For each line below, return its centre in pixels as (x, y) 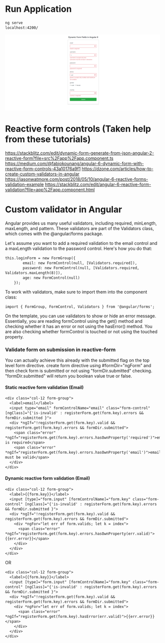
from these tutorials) (48, 139)
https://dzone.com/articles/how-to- (118, 169)
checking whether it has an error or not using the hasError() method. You (79, 326)
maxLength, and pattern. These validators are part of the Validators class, (80, 228)
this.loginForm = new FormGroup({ (41, 258)
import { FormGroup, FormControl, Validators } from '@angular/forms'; (80, 306)
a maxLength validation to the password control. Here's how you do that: (79, 248)
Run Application (39, 9)
